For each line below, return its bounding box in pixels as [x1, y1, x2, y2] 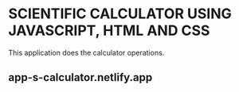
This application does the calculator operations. [8, 48, 165, 57]
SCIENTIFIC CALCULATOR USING [8, 5, 233, 23]
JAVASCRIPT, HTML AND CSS [8, 21, 210, 40]
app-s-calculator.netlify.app [8, 71, 153, 84]
